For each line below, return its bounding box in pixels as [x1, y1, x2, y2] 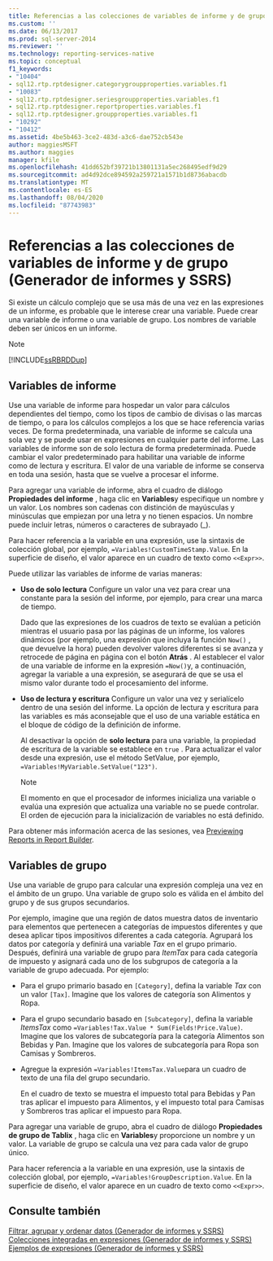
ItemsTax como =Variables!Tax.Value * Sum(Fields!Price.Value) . [19, 1022, 244, 1032]
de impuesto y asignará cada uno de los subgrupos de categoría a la [8, 957, 238, 966]
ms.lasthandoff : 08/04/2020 [8, 193, 104, 202]
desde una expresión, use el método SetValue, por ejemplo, [19, 753, 220, 763]
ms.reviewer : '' [8, 42, 63, 50]
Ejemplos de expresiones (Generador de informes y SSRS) [8, 1243, 204, 1253]
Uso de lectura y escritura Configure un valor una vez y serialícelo [19, 694, 245, 704]
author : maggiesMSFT [8, 140, 79, 149]
